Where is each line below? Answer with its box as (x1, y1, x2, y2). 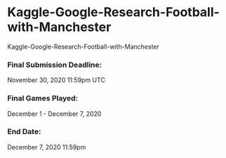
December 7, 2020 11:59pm (7, 143, 86, 151)
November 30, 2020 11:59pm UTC (7, 76, 105, 84)
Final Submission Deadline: (7, 60, 102, 70)
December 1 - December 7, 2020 (7, 110, 102, 118)
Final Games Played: (7, 93, 79, 103)
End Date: (7, 127, 41, 137)
